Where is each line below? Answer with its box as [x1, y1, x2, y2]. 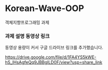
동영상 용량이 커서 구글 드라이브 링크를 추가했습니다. [5, 44, 103, 51]
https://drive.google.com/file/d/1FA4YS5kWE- [5, 54, 97, 60]
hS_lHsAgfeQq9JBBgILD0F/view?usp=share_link [5, 59, 103, 65]
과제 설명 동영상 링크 [5, 32, 50, 39]
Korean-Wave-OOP [5, 3, 84, 14]
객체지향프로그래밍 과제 [5, 19, 49, 25]
